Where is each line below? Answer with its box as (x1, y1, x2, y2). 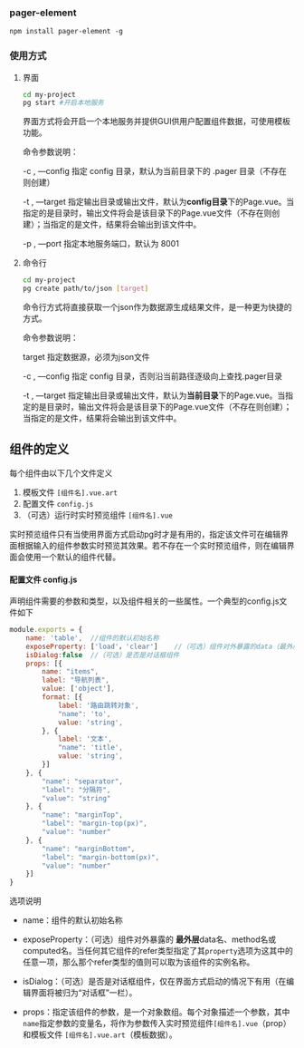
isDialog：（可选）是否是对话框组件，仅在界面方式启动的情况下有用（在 (22, 976, 287, 987)
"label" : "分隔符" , (42, 785, 111, 794)
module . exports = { (9, 626, 83, 635)
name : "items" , (42, 667, 100, 676)
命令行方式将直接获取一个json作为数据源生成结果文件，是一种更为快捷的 (22, 302, 292, 313)
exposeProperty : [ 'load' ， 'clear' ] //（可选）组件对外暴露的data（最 (25, 642, 287, 651)
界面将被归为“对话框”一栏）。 (30, 987, 138, 998)
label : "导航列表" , (42, 675, 110, 685)
